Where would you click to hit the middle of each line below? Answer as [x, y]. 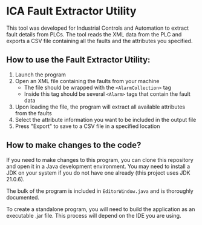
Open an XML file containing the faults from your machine [87, 81]
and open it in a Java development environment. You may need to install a [98, 166]
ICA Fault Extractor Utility [71, 11]
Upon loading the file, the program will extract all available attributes [100, 107]
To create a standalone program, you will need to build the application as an [101, 209]
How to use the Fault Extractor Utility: [78, 60]
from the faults [34, 113]
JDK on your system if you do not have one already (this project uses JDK [98, 173]
